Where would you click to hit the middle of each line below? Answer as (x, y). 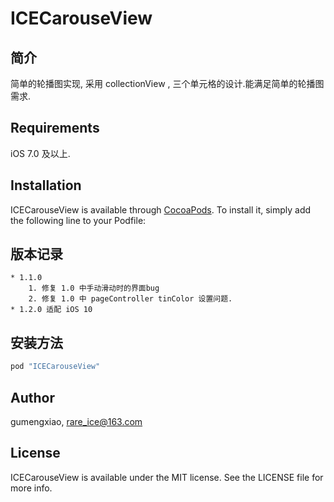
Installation (46, 185)
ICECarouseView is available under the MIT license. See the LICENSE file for (167, 477)
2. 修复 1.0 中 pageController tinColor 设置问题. (130, 299)
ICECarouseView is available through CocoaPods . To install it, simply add (161, 209)
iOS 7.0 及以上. (40, 153)
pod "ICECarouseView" (55, 367)
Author (32, 397)
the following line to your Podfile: (78, 220)
